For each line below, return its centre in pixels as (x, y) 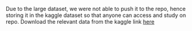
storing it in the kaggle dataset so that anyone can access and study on (96, 15)
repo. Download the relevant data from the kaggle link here (80, 22)
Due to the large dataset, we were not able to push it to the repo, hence (96, 9)
